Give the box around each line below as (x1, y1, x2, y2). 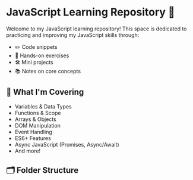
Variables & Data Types (14, 103, 72, 110)
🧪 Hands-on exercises (14, 52, 69, 59)
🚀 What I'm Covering (6, 87, 84, 97)
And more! (14, 147, 41, 154)
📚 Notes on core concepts (14, 67, 81, 75)
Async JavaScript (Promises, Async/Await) (14, 141, 120, 148)
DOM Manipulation (14, 122, 61, 129)
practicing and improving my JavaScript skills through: (6, 31, 140, 38)
